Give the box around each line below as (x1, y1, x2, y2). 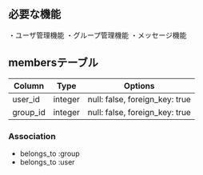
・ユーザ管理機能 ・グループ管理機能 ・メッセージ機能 (8, 30, 187, 40)
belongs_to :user (19, 157, 75, 166)
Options (123, 80, 155, 91)
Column (13, 80, 45, 91)
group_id (12, 106, 46, 117)
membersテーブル (8, 56, 98, 70)
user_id (12, 93, 40, 105)
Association (8, 130, 56, 141)
